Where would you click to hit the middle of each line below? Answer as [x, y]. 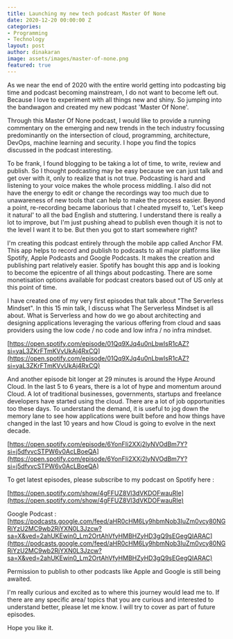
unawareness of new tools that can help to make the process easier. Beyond [116, 200]
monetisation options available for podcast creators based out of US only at [115, 280]
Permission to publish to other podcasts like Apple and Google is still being [114, 571]
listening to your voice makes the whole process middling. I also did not [109, 185]
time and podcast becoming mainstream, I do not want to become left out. [113, 92]
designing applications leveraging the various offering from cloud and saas [114, 322]
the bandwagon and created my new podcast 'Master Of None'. [98, 107]
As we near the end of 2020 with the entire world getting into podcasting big [116, 85]
